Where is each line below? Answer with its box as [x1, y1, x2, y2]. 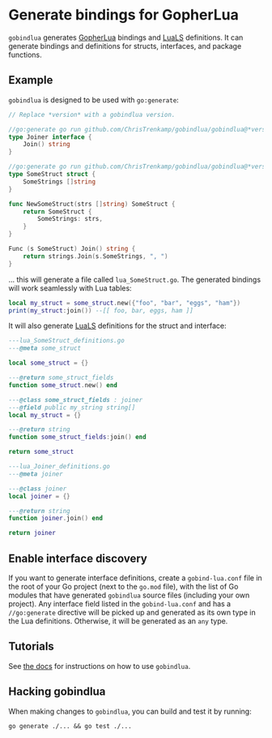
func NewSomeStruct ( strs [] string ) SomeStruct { [8, 200, 176, 208]
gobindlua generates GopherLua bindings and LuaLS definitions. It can [8, 32, 244, 42]
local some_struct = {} [8, 359, 89, 367]
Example [8, 73, 53, 87]
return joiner [8, 529, 57, 537]
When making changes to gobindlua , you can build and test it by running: [8, 706, 253, 716]
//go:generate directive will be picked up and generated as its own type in [8, 607, 257, 617]
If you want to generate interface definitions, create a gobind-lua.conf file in [8, 572, 263, 582]
